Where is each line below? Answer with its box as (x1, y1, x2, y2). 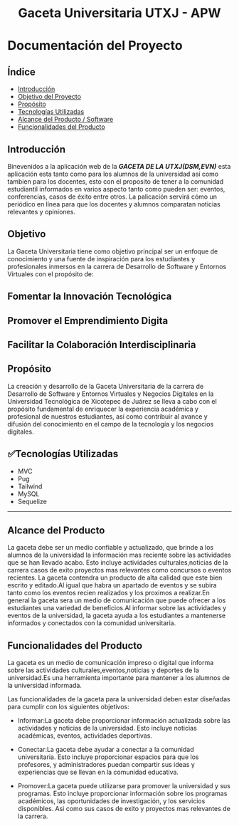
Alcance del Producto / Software (17, 115, 114, 124)
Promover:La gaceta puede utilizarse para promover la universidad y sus (17, 782, 231, 790)
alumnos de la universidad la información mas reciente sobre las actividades (7, 550, 231, 560)
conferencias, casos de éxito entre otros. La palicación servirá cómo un (7, 192, 217, 201)
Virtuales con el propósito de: (7, 269, 94, 278)
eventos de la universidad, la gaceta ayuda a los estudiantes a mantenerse (7, 611, 226, 620)
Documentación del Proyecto (7, 38, 183, 54)
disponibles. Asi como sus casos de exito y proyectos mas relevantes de (17, 805, 231, 813)
